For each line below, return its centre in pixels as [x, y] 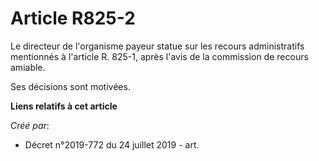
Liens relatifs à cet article [64, 106]
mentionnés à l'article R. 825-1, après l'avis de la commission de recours [159, 56]
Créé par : [30, 125]
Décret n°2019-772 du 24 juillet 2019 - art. [112, 144]
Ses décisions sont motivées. [70, 86]
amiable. [28, 67]
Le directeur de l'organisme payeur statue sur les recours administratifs [157, 46]
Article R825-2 [73, 18]
